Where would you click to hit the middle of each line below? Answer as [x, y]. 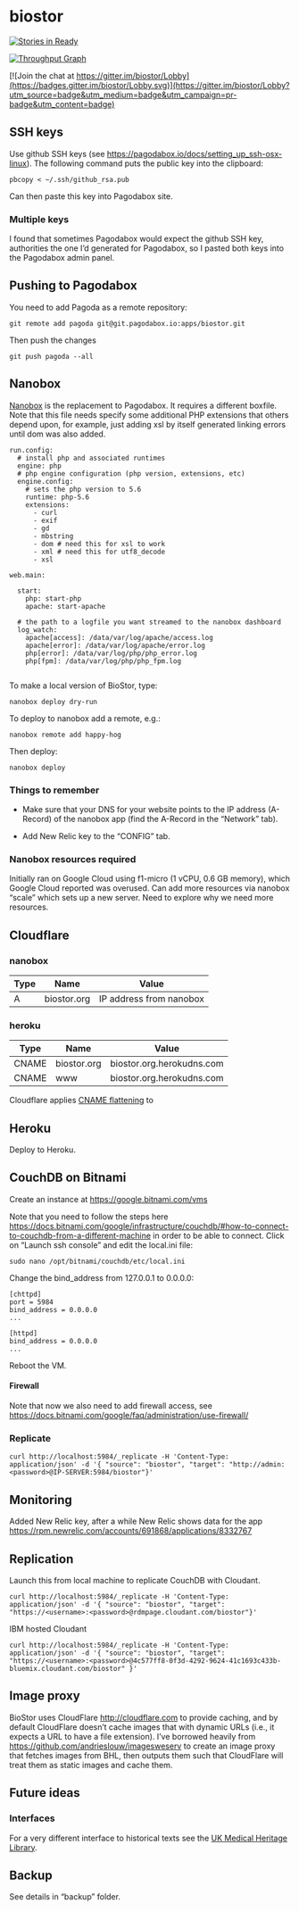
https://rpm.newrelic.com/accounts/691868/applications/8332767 [131, 1531]
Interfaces [32, 1818]
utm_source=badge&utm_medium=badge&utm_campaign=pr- [123, 95]
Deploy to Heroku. [42, 1150]
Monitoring [41, 1500]
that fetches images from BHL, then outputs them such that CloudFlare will [146, 1755]
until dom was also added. [58, 434]
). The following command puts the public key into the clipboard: [145, 163]
